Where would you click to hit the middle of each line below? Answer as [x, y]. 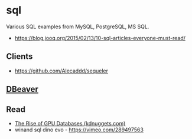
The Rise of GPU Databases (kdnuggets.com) [70, 123]
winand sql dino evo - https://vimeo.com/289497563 [79, 130]
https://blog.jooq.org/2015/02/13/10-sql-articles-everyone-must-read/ [100, 38]
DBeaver [22, 89]
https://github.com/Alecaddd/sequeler [61, 71]
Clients [19, 57]
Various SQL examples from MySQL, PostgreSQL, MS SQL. [78, 27]
